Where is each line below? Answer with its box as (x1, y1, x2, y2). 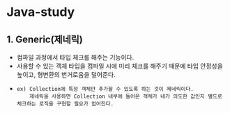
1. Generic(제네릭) (6, 33, 83, 45)
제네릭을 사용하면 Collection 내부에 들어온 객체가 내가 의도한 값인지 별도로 (29, 93, 222, 100)
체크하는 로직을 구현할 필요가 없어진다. (16, 101, 114, 107)
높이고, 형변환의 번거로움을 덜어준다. (16, 71, 116, 78)
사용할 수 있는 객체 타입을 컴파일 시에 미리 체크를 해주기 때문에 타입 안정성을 (16, 62, 224, 70)
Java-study (6, 4, 75, 20)
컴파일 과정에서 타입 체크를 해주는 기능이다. (16, 53, 135, 61)
